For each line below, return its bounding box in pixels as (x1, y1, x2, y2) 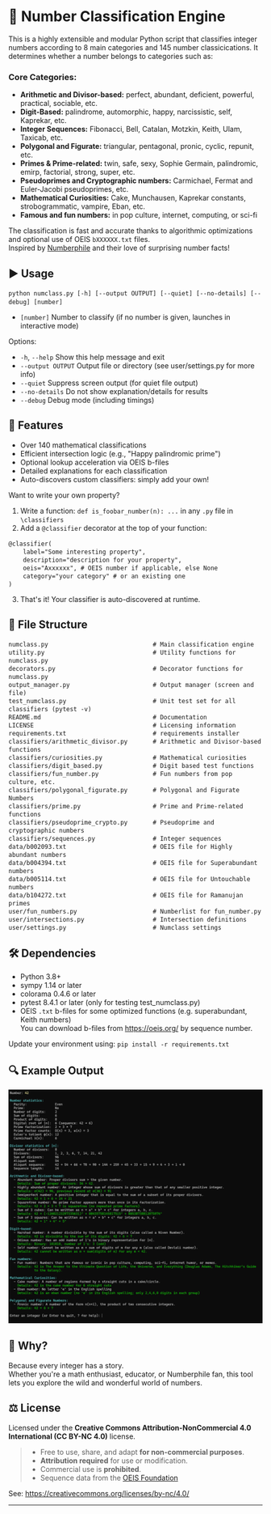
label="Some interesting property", (23, 548, 147, 556)
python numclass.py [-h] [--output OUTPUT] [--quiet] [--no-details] (8, 290, 248, 298)
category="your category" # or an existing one (23, 572, 186, 580)
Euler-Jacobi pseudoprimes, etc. (19, 184, 129, 194)
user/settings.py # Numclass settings (8, 923, 222, 931)
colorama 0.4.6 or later (19, 989, 97, 999)
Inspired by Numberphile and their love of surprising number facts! (8, 243, 230, 253)
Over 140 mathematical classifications (19, 440, 147, 450)
